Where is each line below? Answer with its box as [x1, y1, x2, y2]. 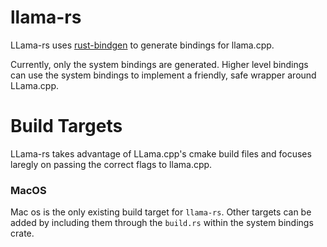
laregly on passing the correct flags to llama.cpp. [10, 158, 213, 170]
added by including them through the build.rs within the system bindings [10, 217, 314, 229]
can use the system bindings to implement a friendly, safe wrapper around [10, 69, 317, 81]
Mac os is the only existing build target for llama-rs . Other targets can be [10, 206, 312, 218]
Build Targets [10, 115, 123, 138]
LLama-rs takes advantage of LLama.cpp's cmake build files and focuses [10, 147, 312, 160]
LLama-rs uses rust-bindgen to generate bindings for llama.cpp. [10, 39, 275, 51]
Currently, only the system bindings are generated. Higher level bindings [10, 58, 309, 70]
